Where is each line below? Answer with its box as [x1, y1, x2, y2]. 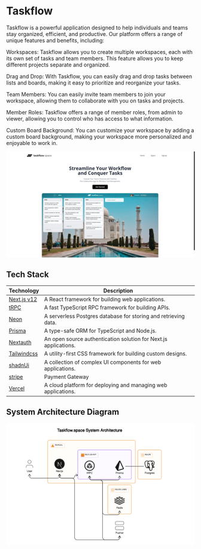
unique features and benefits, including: [6, 37, 105, 44]
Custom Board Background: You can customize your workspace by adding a [6, 126, 194, 134]
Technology [8, 286, 39, 294]
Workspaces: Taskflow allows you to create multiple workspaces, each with [6, 48, 193, 55]
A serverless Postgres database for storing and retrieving [44, 312, 185, 319]
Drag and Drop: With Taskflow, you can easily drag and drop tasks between [6, 73, 193, 80]
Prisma [8, 327, 26, 334]
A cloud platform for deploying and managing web [44, 382, 167, 388]
